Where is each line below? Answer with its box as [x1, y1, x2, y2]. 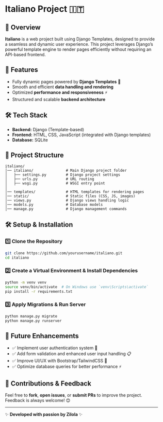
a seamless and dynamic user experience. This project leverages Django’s [5, 41, 153, 47]
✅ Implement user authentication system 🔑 [12, 345, 98, 351]
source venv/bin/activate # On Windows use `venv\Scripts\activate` [5, 284, 149, 290]
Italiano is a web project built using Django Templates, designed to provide [5, 36, 155, 42]
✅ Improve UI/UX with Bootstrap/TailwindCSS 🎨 [12, 358, 108, 363]
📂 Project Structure [5, 151, 64, 160]
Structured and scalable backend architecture [12, 96, 106, 102]
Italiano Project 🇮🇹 [5, 3, 84, 15]
